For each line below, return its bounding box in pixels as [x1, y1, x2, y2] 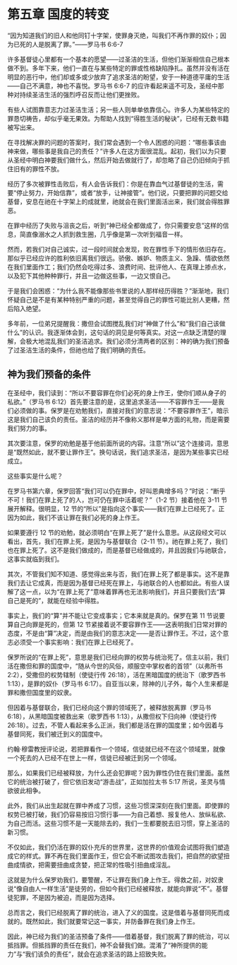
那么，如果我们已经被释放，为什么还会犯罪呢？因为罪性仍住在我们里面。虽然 [7, 768, 230, 777]
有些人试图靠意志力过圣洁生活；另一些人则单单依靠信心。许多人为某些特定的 [7, 105, 230, 114]
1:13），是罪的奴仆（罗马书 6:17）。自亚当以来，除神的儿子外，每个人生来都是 [7, 679, 229, 688]
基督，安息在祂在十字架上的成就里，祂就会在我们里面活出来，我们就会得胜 [7, 197, 224, 206]
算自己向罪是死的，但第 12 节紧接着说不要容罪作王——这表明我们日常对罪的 [7, 620, 228, 628]
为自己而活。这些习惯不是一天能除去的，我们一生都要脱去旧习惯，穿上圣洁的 [7, 819, 230, 827]
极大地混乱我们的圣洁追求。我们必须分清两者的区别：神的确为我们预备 [25, 337, 230, 345]
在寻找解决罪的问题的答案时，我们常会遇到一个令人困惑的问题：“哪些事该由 [7, 138, 227, 146]
